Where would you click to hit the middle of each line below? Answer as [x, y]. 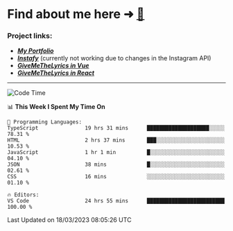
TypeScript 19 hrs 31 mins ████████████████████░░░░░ [116, 128]
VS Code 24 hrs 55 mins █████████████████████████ [116, 201]
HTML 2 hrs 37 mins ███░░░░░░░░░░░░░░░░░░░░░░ [116, 140]
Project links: [30, 36]
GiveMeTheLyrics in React [56, 73]
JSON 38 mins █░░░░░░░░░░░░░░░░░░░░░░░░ [116, 165]
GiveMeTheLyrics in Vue [53, 66]
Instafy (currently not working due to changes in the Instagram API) [114, 58]
